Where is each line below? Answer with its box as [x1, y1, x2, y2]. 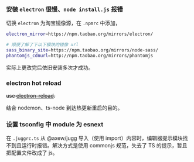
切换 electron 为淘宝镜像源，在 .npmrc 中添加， [6, 19, 121, 27]
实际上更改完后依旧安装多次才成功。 [6, 64, 94, 71]
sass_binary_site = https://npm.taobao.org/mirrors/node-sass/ [6, 47, 159, 53]
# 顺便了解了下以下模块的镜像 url [6, 42, 79, 48]
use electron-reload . [6, 92, 56, 99]
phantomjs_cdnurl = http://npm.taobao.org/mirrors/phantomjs [6, 53, 154, 58]
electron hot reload [6, 79, 62, 87]
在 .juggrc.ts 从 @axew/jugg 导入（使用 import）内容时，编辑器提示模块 [6, 135, 183, 142]
